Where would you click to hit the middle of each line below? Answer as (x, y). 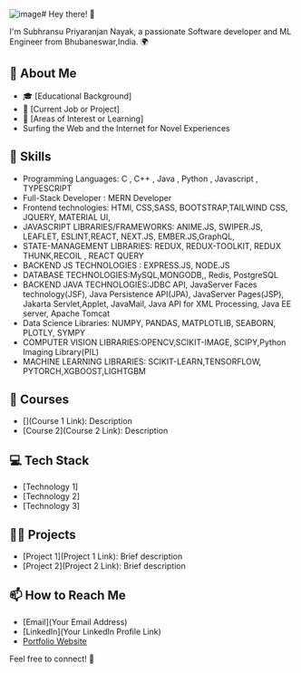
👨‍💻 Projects (43, 534)
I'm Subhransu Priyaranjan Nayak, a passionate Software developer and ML (150, 31)
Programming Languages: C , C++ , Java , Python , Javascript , (140, 178)
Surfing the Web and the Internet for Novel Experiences (126, 128)
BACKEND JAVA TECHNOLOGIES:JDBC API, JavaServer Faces (140, 284)
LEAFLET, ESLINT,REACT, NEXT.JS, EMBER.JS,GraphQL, (129, 236)
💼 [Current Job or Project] (71, 109)
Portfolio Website (55, 641)
